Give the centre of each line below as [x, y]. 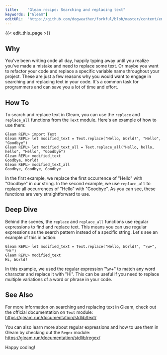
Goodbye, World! [22, 160]
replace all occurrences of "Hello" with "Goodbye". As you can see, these [80, 189]
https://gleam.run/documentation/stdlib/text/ [51, 317]
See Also [19, 295]
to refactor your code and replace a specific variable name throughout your [83, 71]
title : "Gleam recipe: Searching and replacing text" [65, 10]
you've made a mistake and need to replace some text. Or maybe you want [82, 66]
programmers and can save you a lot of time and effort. [62, 87]
